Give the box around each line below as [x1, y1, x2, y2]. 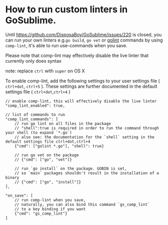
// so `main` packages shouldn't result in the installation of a [14, 171, 159, 176]
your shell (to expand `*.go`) [5, 130, 72, 135]
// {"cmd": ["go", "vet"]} [14, 157, 72, 162]
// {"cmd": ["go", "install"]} [14, 179, 81, 184]
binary [5, 175, 19, 180]
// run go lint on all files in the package [14, 121, 111, 126]
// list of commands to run [5, 112, 66, 117]
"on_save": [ [5, 193, 33, 198]
